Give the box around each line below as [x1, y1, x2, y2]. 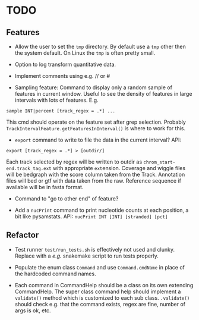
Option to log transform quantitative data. [14, 61, 116, 68]
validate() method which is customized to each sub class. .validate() [14, 294, 190, 301]
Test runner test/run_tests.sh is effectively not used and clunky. [14, 246, 175, 253]
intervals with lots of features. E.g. [14, 96, 99, 103]
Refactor [6, 230, 39, 240]
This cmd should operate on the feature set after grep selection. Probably [6, 118, 186, 126]
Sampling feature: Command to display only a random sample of [14, 84, 172, 91]
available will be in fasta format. [6, 184, 84, 190]
